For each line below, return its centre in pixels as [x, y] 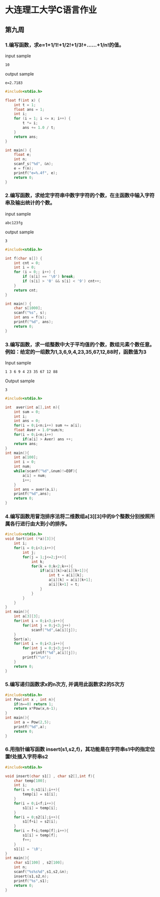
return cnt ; [26, 290]
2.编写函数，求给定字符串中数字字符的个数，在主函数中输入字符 [80, 196]
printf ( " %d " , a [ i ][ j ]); [54, 653]
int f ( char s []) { [24, 258]
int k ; [38, 562]
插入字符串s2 [32, 757]
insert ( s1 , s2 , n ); [31, 876]
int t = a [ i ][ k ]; [66, 575]
